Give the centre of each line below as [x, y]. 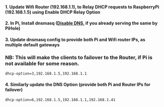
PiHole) [13, 28]
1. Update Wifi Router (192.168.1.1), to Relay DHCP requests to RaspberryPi [82, 7]
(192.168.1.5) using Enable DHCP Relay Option [53, 12]
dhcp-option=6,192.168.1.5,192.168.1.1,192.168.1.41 [60, 100]
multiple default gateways [33, 44]
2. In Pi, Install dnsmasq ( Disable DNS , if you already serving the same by [81, 23]
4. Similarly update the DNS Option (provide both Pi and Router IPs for [78, 84]
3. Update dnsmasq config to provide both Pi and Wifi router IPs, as [75, 40]
